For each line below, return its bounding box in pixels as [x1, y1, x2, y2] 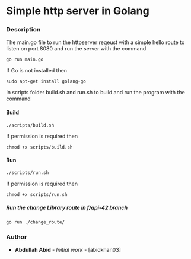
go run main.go [6, 56, 44, 63]
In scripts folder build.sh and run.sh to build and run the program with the [6, 89, 185, 96]
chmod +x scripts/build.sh [6, 144, 73, 150]
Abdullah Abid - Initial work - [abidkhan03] [14, 247, 122, 254]
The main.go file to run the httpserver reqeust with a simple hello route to [6, 39, 185, 46]
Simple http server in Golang [6, 4, 149, 18]
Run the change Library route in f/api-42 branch [6, 204, 128, 211]
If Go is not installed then [6, 67, 67, 74]
